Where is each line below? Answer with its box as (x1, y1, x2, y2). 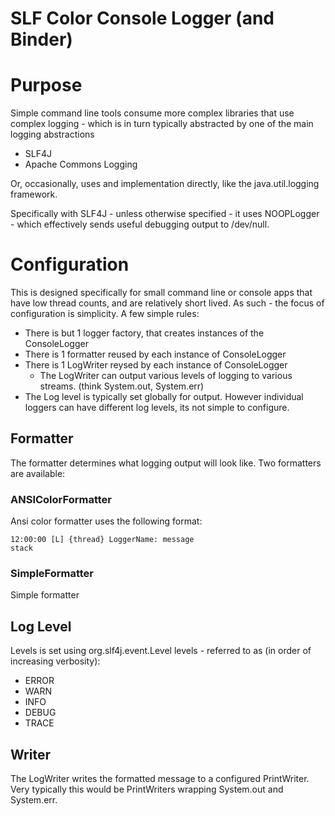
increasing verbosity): (10, 655, 101, 667)
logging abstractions (10, 128, 95, 141)
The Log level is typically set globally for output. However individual (24, 391, 304, 403)
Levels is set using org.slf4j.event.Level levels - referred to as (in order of (10, 645, 312, 657)
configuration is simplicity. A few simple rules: (10, 308, 200, 320)
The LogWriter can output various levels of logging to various (39, 370, 293, 382)
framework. (10, 188, 58, 201)
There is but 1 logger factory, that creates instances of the (24, 327, 265, 339)
